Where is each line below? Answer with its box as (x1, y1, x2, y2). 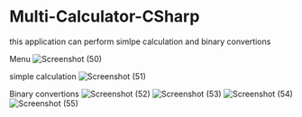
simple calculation (9, 70, 77, 82)
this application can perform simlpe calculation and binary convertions (9, 36, 271, 47)
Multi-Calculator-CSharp (9, 6, 200, 27)
